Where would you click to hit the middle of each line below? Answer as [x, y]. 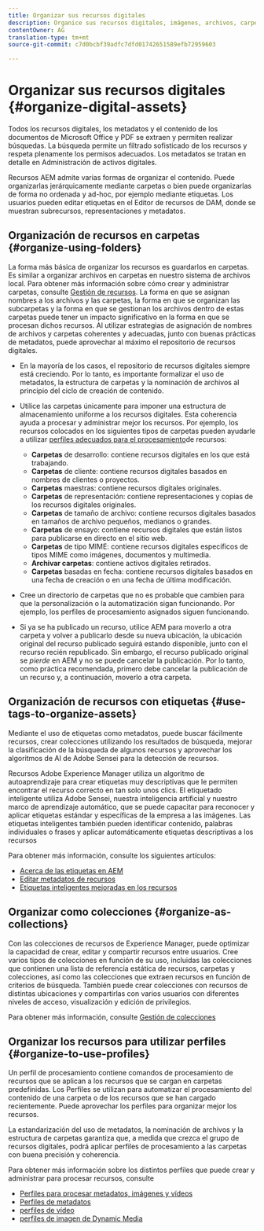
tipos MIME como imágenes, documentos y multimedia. [121, 554]
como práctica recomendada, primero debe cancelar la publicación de [134, 668]
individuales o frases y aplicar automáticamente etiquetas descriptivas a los [131, 832]
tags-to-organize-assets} [73, 714]
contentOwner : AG [37, 30]
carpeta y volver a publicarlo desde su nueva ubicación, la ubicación [131, 635]
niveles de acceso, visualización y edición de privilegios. [100, 1001]
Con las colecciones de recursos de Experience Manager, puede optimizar [129, 943]
